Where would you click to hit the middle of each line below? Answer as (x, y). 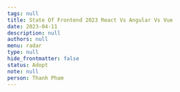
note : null (23, 71)
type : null (23, 53)
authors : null (28, 39)
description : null (34, 33)
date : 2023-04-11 (32, 26)
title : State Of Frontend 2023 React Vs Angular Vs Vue (90, 20)
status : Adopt (28, 65)
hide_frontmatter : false (43, 59)
